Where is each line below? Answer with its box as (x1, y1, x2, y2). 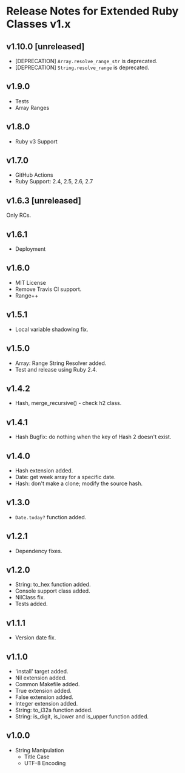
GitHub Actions (15, 171, 53, 179)
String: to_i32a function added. (15, 706, 93, 713)
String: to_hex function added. (15, 581, 91, 588)
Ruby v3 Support (15, 138, 58, 145)
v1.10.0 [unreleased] (6, 41, 85, 52)
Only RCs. (6, 211, 32, 219)
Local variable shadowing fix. (15, 325, 89, 333)
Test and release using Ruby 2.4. (15, 366, 98, 373)
